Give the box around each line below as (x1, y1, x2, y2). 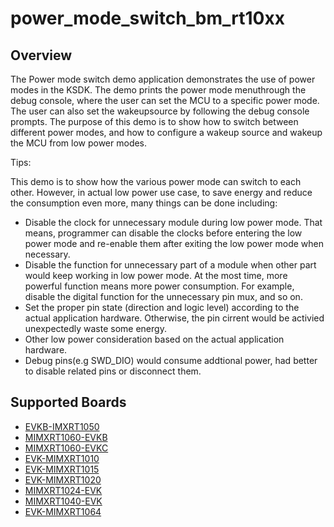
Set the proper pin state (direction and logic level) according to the (24, 302, 300, 313)
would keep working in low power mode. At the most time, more (24, 270, 288, 281)
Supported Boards (10, 394, 127, 411)
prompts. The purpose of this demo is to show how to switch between (10, 116, 299, 127)
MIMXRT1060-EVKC (24, 442, 109, 454)
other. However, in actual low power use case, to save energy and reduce (10, 187, 313, 198)
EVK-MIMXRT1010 (24, 452, 100, 464)
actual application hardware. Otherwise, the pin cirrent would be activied (24, 312, 325, 324)
